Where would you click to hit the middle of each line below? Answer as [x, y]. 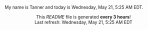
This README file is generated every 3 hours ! [83, 17]
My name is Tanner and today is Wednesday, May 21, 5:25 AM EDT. [74, 7]
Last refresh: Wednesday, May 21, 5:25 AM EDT [83, 22]
